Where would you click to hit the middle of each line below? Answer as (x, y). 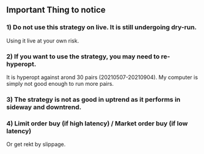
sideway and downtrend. (44, 107)
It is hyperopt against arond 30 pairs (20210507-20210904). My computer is (102, 77)
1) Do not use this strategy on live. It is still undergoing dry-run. (102, 27)
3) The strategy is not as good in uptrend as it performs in (93, 99)
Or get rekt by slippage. (36, 144)
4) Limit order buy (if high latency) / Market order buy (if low (97, 123)
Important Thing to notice (56, 10)
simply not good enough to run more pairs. (60, 83)
